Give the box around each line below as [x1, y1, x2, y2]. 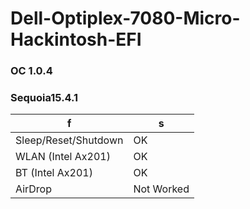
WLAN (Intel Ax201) [15, 150, 111, 164]
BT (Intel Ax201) [15, 166, 93, 180]
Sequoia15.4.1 [10, 91, 79, 105]
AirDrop [15, 182, 52, 196]
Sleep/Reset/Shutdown [15, 133, 124, 147]
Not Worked [133, 182, 190, 196]
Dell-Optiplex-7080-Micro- [10, 7, 241, 30]
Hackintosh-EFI [10, 28, 142, 51]
